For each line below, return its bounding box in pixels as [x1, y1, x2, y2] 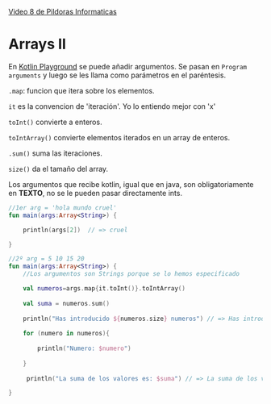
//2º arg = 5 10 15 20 [8, 255, 85, 263]
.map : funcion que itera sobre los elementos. [8, 85, 155, 95]
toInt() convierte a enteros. [8, 117, 102, 127]
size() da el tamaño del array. [8, 164, 109, 173]
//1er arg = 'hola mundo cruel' [8, 203, 117, 212]
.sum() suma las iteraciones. [8, 148, 102, 158]
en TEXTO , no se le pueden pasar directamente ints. [8, 188, 183, 198]
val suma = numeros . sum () [23, 299, 110, 307]
